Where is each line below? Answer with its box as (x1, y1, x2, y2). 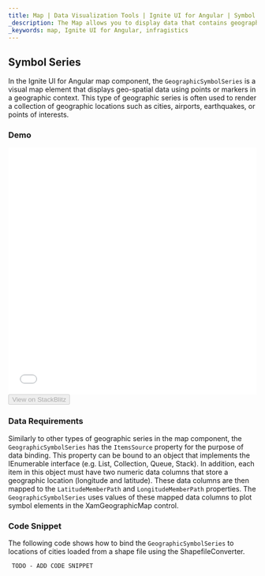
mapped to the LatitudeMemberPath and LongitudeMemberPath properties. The (8, 484, 256, 493)
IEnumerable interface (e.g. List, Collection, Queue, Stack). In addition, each (8, 458, 255, 468)
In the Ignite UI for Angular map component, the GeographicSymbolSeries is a (8, 77, 256, 86)
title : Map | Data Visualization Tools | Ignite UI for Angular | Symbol (8, 11, 256, 20)
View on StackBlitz (12, 395, 67, 404)
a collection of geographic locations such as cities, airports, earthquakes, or (8, 102, 256, 111)
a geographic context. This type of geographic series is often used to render (8, 93, 257, 103)
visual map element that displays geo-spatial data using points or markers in (8, 84, 256, 95)
